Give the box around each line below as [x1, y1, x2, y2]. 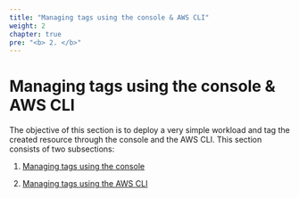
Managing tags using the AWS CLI [21, 178, 148, 189]
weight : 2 [9, 21, 46, 30]
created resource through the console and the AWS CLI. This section [9, 135, 262, 145]
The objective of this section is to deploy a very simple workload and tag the [9, 125, 290, 136]
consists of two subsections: [9, 144, 115, 154]
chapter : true [9, 29, 62, 38]
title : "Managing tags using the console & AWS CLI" [9, 12, 210, 22]
